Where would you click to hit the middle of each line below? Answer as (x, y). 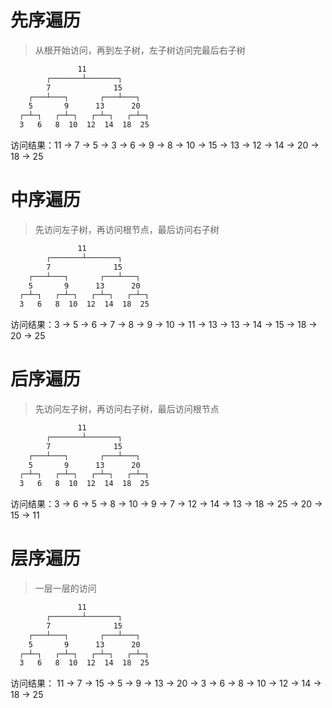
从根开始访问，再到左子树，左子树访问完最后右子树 (140, 50)
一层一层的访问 (65, 588)
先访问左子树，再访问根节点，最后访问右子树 (127, 229)
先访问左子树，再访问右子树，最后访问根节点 (127, 409)
